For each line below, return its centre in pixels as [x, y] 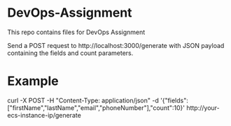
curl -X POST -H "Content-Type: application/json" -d [83, 100]
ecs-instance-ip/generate [44, 115]
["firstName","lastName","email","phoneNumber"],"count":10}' [96, 108]
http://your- [203, 108]
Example [33, 81]
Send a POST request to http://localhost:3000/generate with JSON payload [116, 45]
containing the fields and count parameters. [70, 53]
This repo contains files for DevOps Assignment [76, 32]
